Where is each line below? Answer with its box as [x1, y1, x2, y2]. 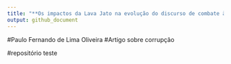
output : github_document [7, 17, 78, 23]
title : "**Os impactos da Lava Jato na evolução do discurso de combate [7, 10, 220, 17]
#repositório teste [7, 49, 58, 57]
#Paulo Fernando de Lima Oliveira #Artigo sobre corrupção [7, 35, 175, 43]
